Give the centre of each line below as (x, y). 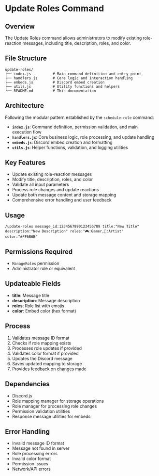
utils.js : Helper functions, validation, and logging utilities (70, 147)
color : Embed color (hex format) (44, 311)
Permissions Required (39, 252)
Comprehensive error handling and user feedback (62, 200)
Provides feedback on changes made (49, 369)
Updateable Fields (33, 284)
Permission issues (30, 464)
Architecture (25, 106)
